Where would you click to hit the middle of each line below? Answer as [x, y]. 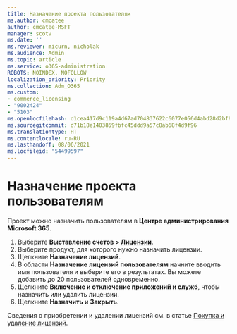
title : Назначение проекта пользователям [69, 14]
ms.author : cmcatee [36, 20]
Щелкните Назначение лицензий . [69, 256]
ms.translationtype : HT [42, 132]
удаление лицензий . [38, 323]
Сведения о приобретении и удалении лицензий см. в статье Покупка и [116, 315]
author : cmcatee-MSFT [39, 27]
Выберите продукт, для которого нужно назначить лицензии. [110, 249]
